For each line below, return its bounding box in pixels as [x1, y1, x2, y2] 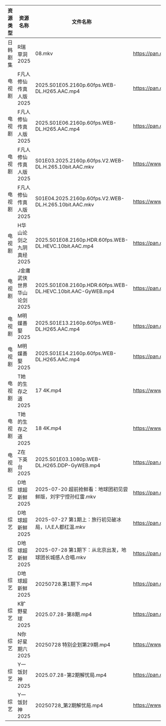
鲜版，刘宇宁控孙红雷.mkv [35, 493, 96, 500]
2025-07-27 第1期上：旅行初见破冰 [35, 516, 122, 523]
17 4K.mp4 [35, 387, 62, 393]
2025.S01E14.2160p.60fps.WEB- [35, 350, 117, 356]
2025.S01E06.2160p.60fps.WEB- [35, 119, 117, 126]
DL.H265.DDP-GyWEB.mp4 [35, 462, 100, 469]
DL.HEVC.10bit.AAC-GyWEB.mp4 [35, 288, 115, 294]
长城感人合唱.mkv [45, 554, 86, 560]
